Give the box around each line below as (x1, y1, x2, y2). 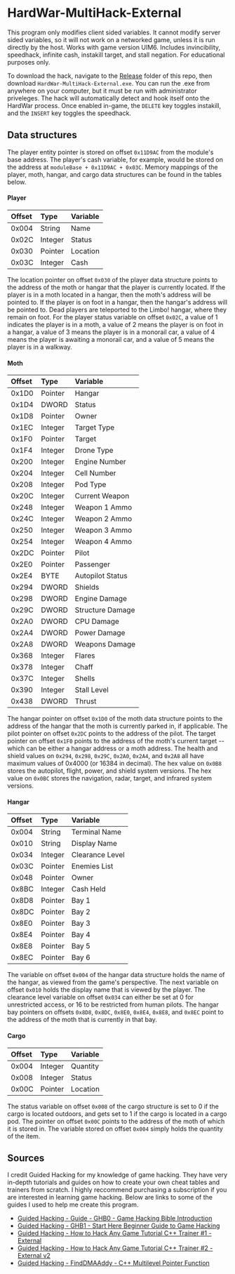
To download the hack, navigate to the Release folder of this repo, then (7, 72, 213, 80)
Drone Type (74, 446, 114, 456)
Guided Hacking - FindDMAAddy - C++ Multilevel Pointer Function (17, 1259, 210, 1268)
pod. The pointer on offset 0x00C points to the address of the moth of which (7, 1117, 225, 1125)
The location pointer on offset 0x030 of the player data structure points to (7, 275, 218, 284)
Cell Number (74, 468, 116, 478)
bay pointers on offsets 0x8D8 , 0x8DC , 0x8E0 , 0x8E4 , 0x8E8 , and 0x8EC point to (7, 1008, 224, 1016)
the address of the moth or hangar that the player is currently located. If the (7, 283, 226, 291)
